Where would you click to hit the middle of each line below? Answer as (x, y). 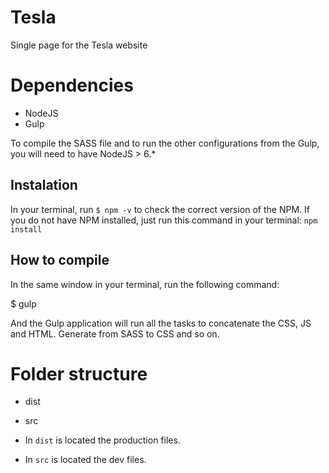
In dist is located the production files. (102, 440)
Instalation (44, 185)
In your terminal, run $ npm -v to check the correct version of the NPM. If (160, 209)
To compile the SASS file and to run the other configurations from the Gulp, (165, 143)
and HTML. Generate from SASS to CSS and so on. (115, 333)
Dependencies (72, 85)
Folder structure (79, 373)
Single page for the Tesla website (79, 45)
